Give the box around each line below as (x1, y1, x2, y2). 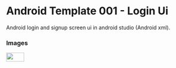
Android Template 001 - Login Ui (6, 4, 168, 18)
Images (6, 39, 29, 47)
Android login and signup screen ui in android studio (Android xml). (6, 24, 171, 31)
